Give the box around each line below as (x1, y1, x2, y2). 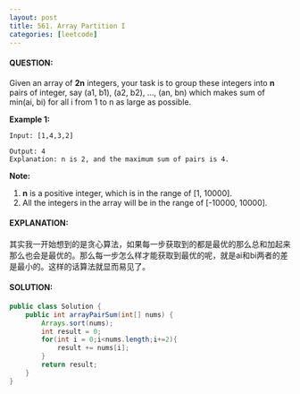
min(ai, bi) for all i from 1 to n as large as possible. (9, 96, 192, 107)
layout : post (9, 13, 58, 22)
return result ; (41, 360, 98, 370)
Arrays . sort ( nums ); (41, 319, 114, 328)
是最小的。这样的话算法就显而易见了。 (9, 261, 150, 271)
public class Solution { (9, 302, 102, 311)
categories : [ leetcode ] (9, 30, 98, 39)
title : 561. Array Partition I (9, 21, 126, 30)
